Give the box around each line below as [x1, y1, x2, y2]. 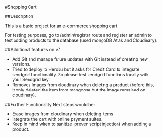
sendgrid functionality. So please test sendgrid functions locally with [12, 72, 149, 77]
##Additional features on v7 [5, 47, 60, 52]
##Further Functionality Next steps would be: [5, 102, 95, 107]
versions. [12, 61, 30, 67]
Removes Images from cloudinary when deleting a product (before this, [12, 82, 154, 88]
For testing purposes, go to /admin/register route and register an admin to [5, 32, 152, 38]
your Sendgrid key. [12, 77, 50, 82]
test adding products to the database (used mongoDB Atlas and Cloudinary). [5, 37, 158, 43]
